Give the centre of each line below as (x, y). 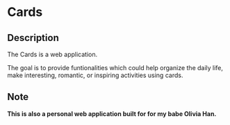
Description (33, 38)
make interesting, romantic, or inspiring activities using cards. (95, 75)
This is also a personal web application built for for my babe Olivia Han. (112, 114)
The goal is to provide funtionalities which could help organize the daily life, (115, 68)
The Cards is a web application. (52, 54)
